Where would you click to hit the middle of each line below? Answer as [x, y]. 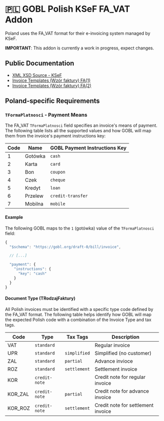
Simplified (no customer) [123, 353]
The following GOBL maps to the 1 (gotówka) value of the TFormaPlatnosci [80, 228]
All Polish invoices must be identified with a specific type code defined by [79, 309]
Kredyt [33, 188]
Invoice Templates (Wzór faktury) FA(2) [52, 85]
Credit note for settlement [124, 405]
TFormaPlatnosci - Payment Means [46, 115]
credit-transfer [69, 196]
